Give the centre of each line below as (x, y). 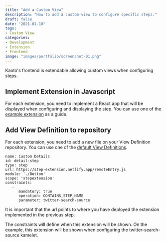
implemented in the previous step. (40, 215)
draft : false (19, 19)
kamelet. (29, 235)
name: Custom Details (28, 156)
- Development (20, 42)
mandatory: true (35, 191)
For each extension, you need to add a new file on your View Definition (78, 142)
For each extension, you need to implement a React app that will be (74, 103)
